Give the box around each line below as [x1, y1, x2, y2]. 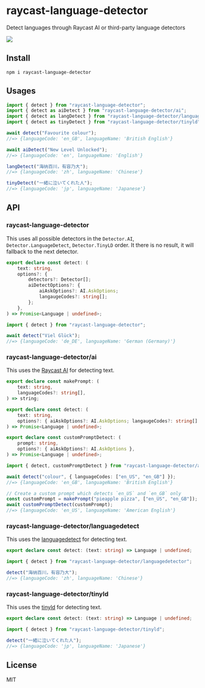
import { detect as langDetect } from [6, 114, 105, 120]
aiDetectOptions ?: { [28, 282, 81, 289]
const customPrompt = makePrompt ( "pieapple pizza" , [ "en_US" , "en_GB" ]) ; [6, 496, 198, 502]
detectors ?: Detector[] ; [28, 277, 92, 283]
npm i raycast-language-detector [6, 69, 92, 75]
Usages [6, 86, 36, 96]
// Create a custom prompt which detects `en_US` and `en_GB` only [6, 490, 182, 496]
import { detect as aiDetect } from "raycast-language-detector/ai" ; [6, 107, 187, 114]
